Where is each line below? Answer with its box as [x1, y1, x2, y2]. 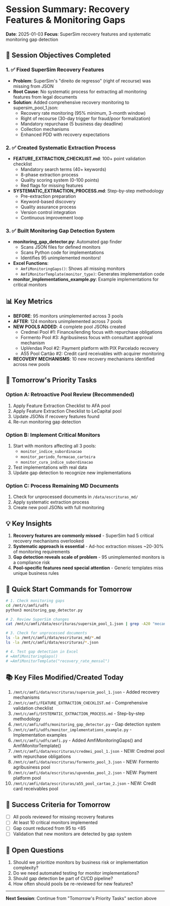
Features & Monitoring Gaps [6, 14, 126, 26]
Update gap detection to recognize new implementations [13, 470, 132, 476]
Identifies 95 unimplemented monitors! [20, 255, 101, 261]
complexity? [13, 865, 39, 871]
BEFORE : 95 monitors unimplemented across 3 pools [13, 313, 123, 319]
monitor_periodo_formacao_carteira [20, 455, 95, 460]
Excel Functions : [13, 260, 49, 266]
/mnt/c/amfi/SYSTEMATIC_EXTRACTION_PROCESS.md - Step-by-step [13, 710, 145, 716]
